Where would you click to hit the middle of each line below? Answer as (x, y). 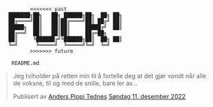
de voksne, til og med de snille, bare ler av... (75, 83)
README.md (25, 63)
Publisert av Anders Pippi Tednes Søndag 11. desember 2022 (99, 96)
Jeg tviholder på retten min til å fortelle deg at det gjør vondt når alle (110, 76)
